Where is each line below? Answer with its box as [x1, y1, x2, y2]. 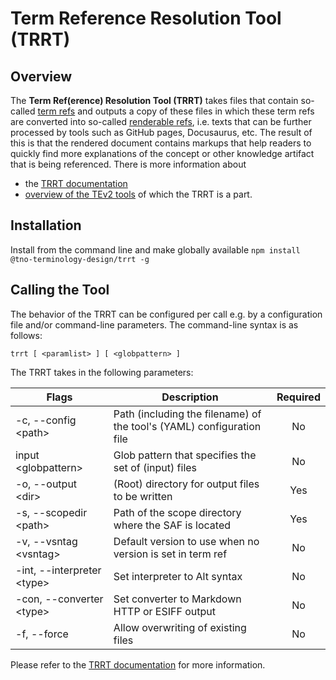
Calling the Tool [10, 282, 110, 299]
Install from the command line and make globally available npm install [10, 243, 301, 256]
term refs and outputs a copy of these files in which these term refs [37, 105, 315, 117]
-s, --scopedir [15, 505, 88, 519]
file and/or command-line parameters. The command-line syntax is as [10, 318, 299, 331]
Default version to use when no [113, 534, 260, 548]
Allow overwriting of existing [113, 620, 247, 634]
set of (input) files [113, 460, 198, 474]
